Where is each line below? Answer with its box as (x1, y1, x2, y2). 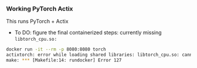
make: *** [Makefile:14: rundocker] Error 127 (6, 58, 122, 63)
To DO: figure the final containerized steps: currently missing (14, 29, 162, 36)
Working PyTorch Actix (6, 5, 73, 13)
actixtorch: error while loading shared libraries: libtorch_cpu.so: (6, 52, 180, 58)
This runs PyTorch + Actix (6, 18, 69, 25)
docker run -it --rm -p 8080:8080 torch (6, 46, 107, 52)
